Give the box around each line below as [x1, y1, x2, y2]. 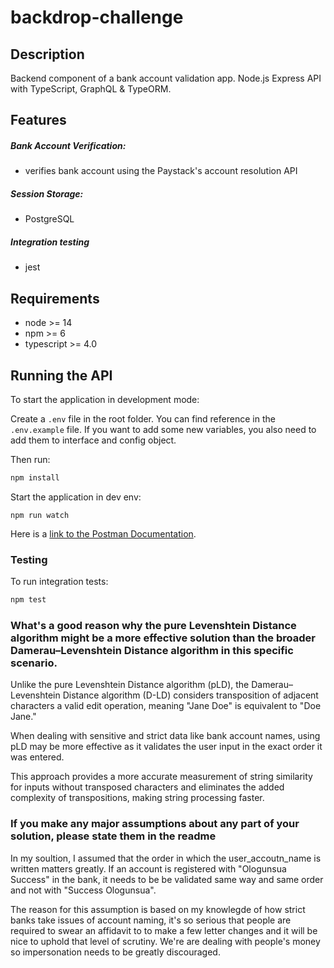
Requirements [10, 290, 100, 307]
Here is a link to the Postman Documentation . [10, 527, 197, 540]
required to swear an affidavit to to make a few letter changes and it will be [10, 924, 318, 936]
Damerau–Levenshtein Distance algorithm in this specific [10, 643, 294, 657]
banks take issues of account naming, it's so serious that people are [10, 914, 292, 926]
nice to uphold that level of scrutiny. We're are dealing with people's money [10, 935, 321, 947]
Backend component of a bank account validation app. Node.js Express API [10, 72, 322, 84]
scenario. [10, 656, 58, 670]
